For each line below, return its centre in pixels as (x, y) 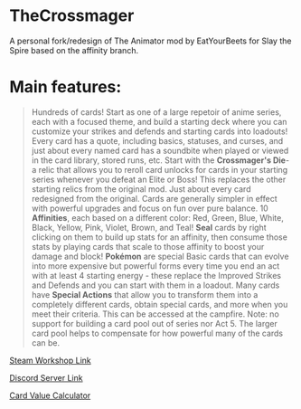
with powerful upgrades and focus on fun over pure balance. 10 (150, 208)
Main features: (66, 87)
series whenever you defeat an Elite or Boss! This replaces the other (159, 179)
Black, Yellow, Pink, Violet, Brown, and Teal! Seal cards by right (149, 227)
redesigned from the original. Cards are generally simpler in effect (154, 198)
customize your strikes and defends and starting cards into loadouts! (160, 131)
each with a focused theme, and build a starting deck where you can (159, 121)
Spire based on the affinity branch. (74, 50)
